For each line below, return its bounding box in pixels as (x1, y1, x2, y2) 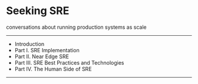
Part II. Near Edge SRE (14, 53, 70, 60)
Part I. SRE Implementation (14, 46, 80, 53)
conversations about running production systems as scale (6, 23, 147, 31)
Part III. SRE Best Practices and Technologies (14, 59, 124, 66)
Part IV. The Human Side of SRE (14, 65, 93, 72)
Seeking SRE (6, 4, 70, 18)
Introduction (14, 40, 45, 48)
